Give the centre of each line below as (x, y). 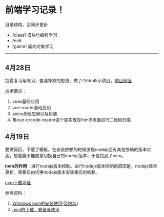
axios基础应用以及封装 (35, 114)
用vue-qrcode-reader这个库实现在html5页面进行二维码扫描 (71, 120)
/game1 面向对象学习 (33, 46)
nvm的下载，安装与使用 (36, 209)
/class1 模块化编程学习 (35, 35)
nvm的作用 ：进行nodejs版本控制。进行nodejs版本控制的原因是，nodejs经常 (81, 166)
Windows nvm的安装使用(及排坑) (45, 203)
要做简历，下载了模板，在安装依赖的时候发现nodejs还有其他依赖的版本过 (78, 149)
